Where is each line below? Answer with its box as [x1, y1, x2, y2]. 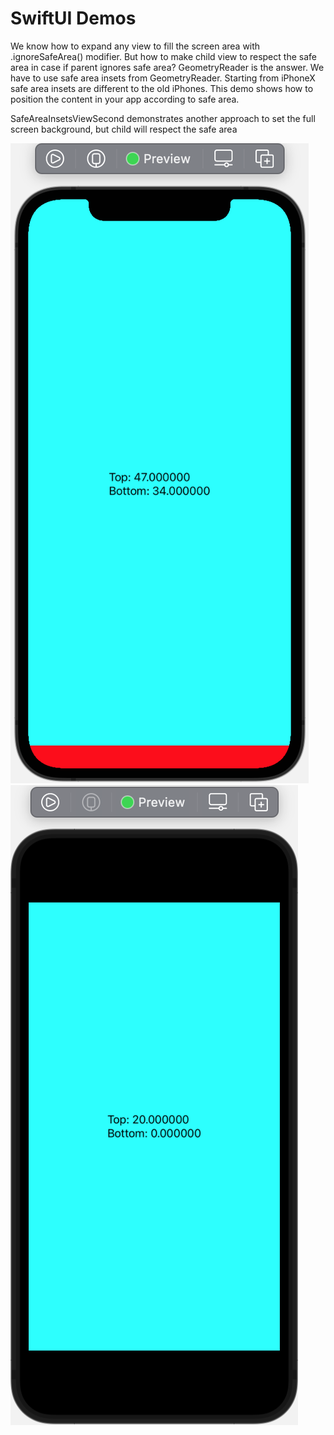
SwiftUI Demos [10, 7, 137, 30]
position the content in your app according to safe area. [10, 93, 240, 105]
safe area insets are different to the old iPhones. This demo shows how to [10, 82, 314, 94]
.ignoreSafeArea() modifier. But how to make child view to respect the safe [10, 50, 317, 62]
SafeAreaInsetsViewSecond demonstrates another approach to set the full [10, 112, 316, 124]
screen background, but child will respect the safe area [10, 123, 238, 135]
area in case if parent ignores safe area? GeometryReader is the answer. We [10, 61, 325, 73]
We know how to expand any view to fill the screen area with [10, 40, 261, 52]
